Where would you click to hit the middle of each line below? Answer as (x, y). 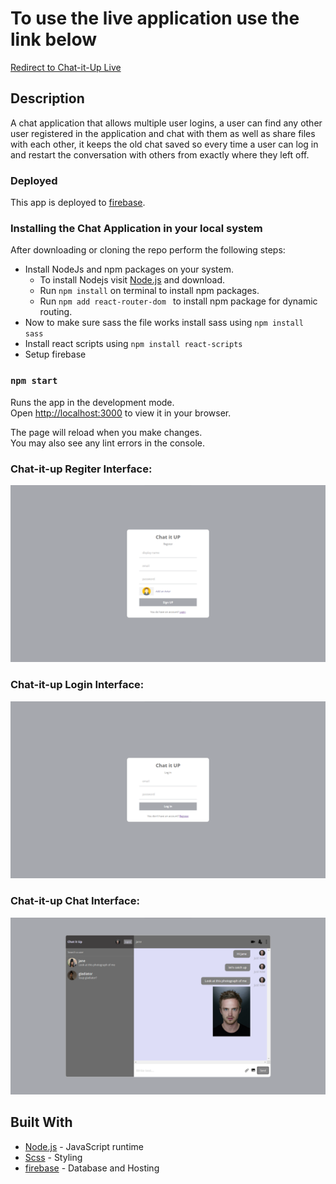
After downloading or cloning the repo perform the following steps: (148, 250)
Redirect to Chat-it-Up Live (66, 67)
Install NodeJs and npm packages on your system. (129, 269)
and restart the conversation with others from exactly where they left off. (160, 154)
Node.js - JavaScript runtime (84, 1146)
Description (47, 98)
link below (53, 39)
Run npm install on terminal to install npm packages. (149, 291)
